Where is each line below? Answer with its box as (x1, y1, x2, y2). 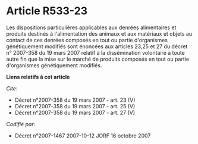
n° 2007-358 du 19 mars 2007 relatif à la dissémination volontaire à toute (6, 49, 186, 56)
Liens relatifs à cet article (6, 73, 70, 80)
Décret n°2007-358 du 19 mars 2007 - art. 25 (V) (14, 102, 136, 109)
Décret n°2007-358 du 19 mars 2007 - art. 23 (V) (14, 96, 136, 104)
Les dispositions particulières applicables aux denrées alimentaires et (6, 24, 177, 31)
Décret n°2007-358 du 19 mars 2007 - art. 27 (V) (14, 109, 136, 116)
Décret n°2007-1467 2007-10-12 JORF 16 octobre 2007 (14, 132, 151, 139)
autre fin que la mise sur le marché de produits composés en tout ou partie (6, 55, 189, 62)
